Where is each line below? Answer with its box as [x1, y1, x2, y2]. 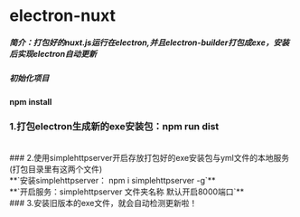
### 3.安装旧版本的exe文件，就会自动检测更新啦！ [9, 197, 198, 208]
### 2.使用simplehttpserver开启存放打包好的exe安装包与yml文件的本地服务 [9, 152, 290, 163]
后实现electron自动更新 [9, 48, 98, 59]
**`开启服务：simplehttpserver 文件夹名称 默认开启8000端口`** [9, 186, 245, 197]
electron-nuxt [9, 5, 116, 26]
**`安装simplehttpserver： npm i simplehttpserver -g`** [9, 175, 216, 185]
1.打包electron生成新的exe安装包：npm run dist [9, 120, 220, 133]
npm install [9, 96, 52, 107]
